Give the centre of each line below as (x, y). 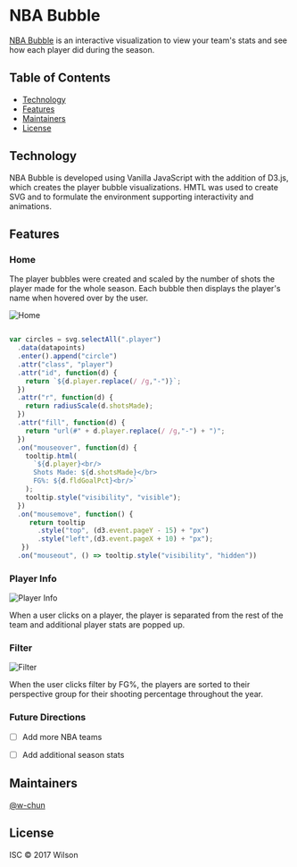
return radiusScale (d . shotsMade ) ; (89, 406)
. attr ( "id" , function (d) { (67, 373)
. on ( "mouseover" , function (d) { (78, 448)
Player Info (33, 578)
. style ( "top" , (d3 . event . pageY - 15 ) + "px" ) (123, 531)
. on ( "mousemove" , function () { (75, 514)
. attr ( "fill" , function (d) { (71, 423)
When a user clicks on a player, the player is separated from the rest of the (146, 615)
